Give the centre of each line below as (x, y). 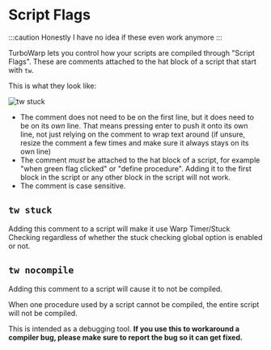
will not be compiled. (43, 313)
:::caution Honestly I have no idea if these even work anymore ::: (115, 37)
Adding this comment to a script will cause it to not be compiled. (115, 289)
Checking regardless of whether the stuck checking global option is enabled (135, 237)
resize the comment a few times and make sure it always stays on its (134, 142)
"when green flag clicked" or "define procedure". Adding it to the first (136, 168)
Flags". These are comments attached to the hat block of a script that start (132, 61)
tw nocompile (41, 270)
